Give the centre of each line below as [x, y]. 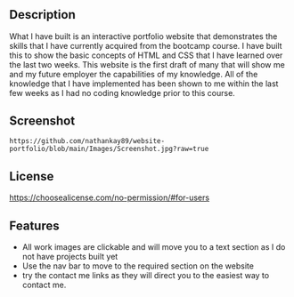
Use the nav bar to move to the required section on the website [138, 266]
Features [34, 225]
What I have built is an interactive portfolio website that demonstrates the [143, 36]
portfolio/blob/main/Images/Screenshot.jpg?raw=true [109, 149]
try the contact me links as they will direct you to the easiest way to [146, 276]
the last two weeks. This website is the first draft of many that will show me [147, 64]
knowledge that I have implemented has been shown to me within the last [144, 84]
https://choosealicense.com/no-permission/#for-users [110, 197]
